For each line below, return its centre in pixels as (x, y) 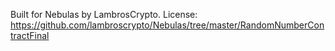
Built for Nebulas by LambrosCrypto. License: (104, 14)
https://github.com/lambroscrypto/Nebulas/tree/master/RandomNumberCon (167, 25)
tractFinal (30, 35)
